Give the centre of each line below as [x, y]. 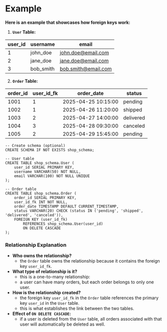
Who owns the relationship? [42, 256]
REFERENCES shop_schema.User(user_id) [63, 224]
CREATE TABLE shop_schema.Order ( [41, 193]
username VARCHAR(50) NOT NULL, [47, 172]
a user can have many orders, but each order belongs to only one [87, 282]
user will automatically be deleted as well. [62, 324]
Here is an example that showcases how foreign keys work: [68, 22]
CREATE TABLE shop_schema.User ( [40, 163]
